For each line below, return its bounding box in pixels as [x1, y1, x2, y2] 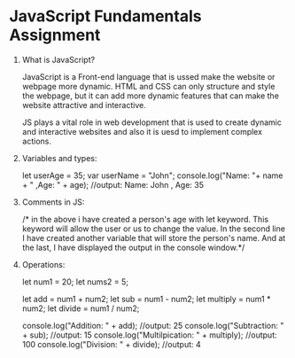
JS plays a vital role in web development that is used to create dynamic [21, 117, 282, 128]
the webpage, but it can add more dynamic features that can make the [21, 90, 279, 101]
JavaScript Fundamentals [9, 6, 202, 27]
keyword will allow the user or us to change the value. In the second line [21, 223, 286, 234]
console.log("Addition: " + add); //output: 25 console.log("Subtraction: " [21, 320, 284, 331]
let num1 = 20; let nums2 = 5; [21, 276, 128, 287]
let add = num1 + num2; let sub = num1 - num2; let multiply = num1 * [21, 293, 271, 304]
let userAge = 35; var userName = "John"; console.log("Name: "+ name [21, 170, 283, 181]
